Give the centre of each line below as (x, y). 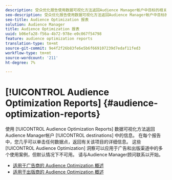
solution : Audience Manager (35, 24)
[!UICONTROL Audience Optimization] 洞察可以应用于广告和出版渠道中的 (82, 148)
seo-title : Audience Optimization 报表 (47, 19)
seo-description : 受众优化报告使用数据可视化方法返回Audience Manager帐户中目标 (85, 15)
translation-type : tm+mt (32, 44)
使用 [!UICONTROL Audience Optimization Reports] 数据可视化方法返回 (80, 129)
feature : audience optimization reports (49, 39)
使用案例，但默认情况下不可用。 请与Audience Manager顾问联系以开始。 (87, 155)
